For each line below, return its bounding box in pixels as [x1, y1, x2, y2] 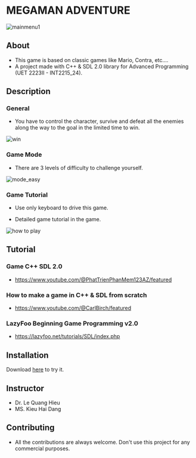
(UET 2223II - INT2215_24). [14, 69, 83, 76]
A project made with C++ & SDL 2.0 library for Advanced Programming [14, 63, 189, 70]
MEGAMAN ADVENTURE [6, 4, 130, 17]
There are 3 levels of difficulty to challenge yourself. [14, 164, 143, 171]
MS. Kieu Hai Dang [14, 405, 61, 412]
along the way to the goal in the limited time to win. [14, 124, 140, 131]
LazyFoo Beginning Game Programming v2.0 [6, 319, 138, 327]
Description [6, 86, 51, 97]
